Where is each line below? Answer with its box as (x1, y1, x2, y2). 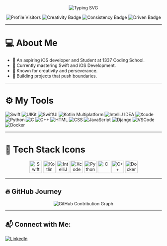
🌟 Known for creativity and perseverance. (12, 67, 98, 73)
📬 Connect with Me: (5, 220, 71, 229)
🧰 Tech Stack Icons (5, 144, 85, 155)
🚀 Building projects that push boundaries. (12, 73, 97, 79)
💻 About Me (5, 37, 58, 49)
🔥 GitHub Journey (5, 187, 62, 196)
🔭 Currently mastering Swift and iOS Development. (12, 62, 116, 68)
